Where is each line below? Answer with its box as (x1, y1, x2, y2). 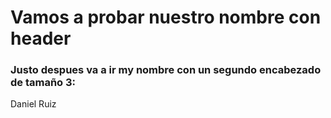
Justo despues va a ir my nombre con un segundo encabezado (10, 63, 322, 77)
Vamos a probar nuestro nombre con (10, 6, 322, 29)
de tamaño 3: (10, 76, 77, 90)
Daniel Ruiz (10, 98, 57, 110)
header (10, 27, 72, 50)
